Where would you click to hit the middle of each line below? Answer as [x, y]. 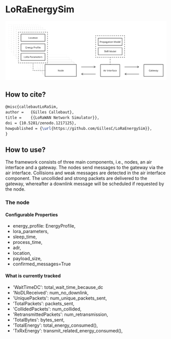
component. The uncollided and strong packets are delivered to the [76, 178]
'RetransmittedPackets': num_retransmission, [60, 314]
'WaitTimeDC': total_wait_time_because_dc [58, 287]
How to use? [26, 150]
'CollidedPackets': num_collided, [47, 309]
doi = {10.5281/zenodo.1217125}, [41, 123]
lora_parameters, [30, 232]
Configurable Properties [31, 214]
